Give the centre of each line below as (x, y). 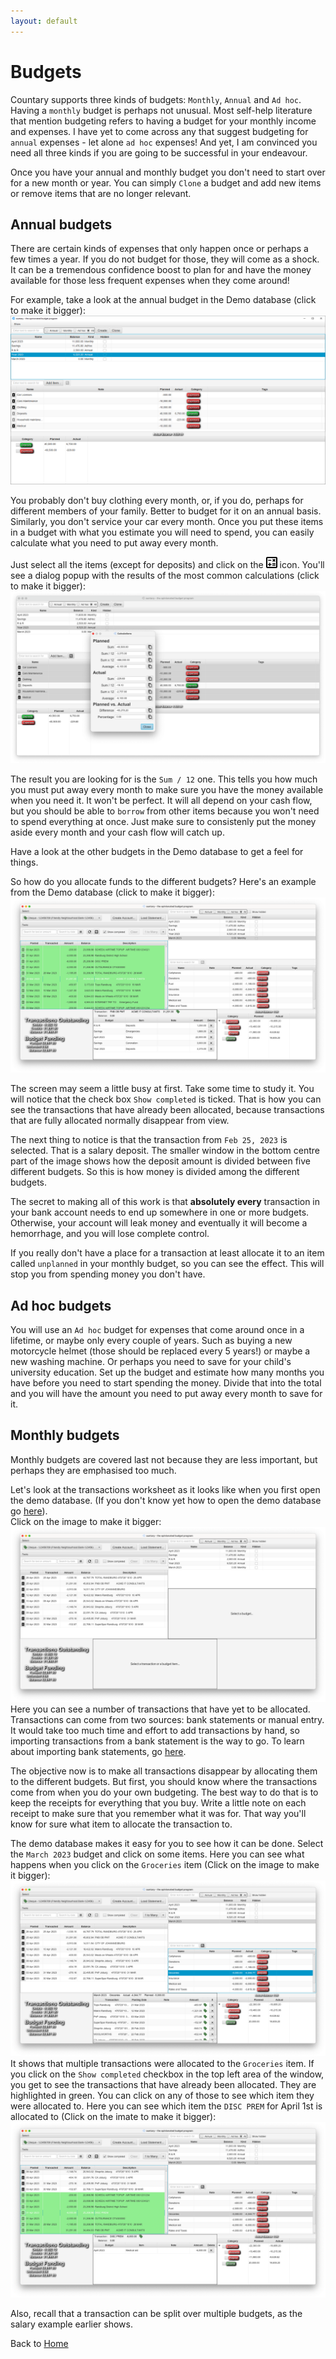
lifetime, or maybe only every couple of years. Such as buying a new (151, 1341)
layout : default (44, 21)
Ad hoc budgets (61, 1305)
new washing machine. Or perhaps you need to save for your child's (151, 1362)
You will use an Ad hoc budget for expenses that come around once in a (157, 1330)
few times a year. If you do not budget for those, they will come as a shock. (165, 259)
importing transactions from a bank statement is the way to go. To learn (157, 1741)
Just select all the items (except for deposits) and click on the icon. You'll (167, 565)
